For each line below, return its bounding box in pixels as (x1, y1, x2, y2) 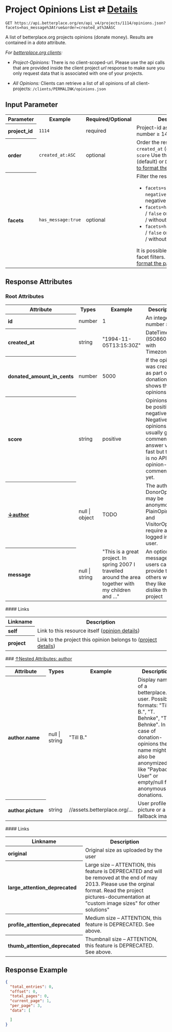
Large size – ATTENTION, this (85, 861, 156, 868)
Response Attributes (5, 277, 73, 286)
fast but (145, 448, 164, 456)
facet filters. (136, 254, 165, 261)
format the (136, 260, 162, 267)
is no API (145, 455, 167, 462)
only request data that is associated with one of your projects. (12, 70, 143, 76)
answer (145, 442, 164, 449)
